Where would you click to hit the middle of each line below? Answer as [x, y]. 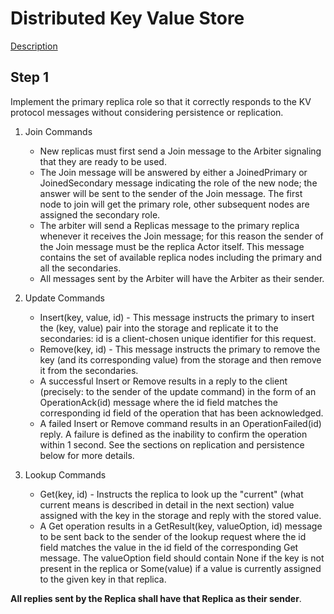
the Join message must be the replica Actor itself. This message [172, 246]
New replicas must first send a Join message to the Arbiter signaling [180, 151]
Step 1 [30, 77]
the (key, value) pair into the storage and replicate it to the [159, 328]
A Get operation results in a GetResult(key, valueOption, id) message [181, 526]
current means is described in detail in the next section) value [167, 504]
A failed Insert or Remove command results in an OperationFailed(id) [180, 423]
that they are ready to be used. [103, 161]
